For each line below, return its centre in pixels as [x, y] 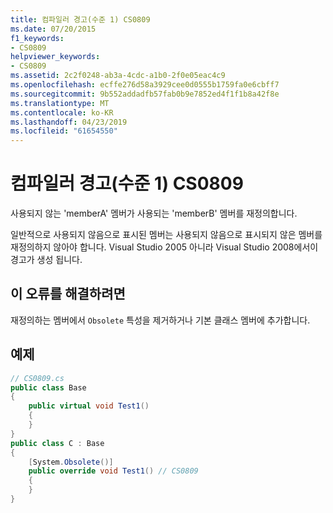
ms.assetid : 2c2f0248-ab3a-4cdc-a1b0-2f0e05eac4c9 [118, 76]
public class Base [48, 387]
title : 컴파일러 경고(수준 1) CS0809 [80, 19]
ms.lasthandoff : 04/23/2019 [69, 122]
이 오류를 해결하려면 [68, 294]
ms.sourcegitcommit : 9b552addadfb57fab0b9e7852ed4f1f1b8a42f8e [145, 94]
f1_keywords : [37, 38]
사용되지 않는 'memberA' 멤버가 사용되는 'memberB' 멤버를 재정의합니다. [154, 213]
